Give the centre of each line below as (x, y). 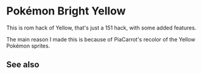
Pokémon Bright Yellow (66, 11)
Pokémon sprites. (28, 46)
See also (23, 65)
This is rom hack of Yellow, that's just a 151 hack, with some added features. (101, 28)
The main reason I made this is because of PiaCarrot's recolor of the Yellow (101, 39)
